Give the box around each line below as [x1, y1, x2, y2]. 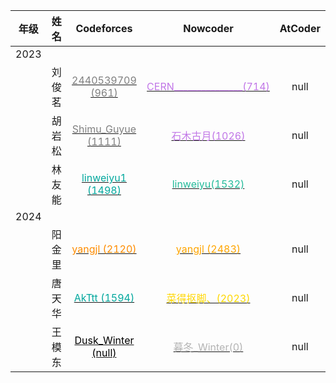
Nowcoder [183, 22, 234, 35]
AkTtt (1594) [73, 291, 135, 304]
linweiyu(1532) [171, 177, 245, 191]
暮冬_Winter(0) [173, 340, 244, 354]
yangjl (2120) [71, 242, 137, 256]
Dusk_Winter [74, 334, 135, 347]
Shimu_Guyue [71, 122, 137, 136]
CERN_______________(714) [146, 80, 270, 93]
